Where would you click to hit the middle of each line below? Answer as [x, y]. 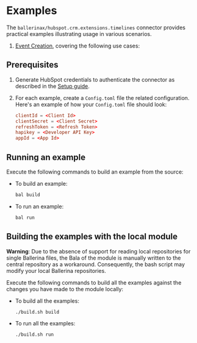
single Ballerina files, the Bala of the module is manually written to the [94, 258]
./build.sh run [34, 335]
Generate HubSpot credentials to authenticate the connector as [95, 79]
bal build [28, 195]
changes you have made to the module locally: [65, 289]
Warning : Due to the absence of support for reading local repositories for [99, 251]
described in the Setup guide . [52, 86]
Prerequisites [32, 65]
